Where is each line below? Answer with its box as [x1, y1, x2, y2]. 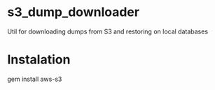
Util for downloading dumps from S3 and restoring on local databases [7, 27, 209, 36]
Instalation [7, 52, 71, 68]
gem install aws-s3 [7, 75, 62, 83]
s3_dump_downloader [7, 4, 140, 20]
